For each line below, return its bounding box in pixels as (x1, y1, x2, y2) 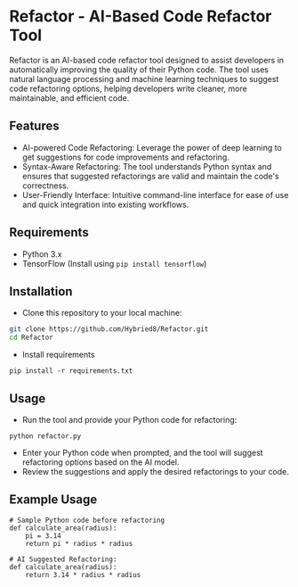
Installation (9, 284, 73, 299)
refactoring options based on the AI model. (21, 457, 180, 467)
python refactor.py (9, 431, 82, 441)
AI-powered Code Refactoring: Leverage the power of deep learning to (21, 142, 282, 153)
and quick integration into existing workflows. (21, 199, 189, 210)
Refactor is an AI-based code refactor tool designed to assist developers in (9, 54, 285, 65)
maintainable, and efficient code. (9, 92, 130, 103)
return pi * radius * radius (25, 539, 133, 548)
